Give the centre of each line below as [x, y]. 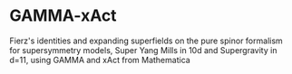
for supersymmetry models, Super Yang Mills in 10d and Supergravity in [143, 50]
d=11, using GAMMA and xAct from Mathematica [100, 60]
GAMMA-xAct [63, 16]
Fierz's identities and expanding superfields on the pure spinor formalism [146, 41]
